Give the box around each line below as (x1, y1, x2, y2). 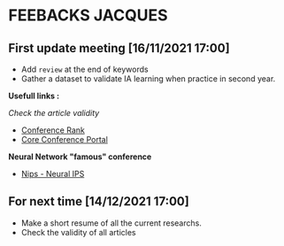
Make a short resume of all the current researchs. (20, 218, 203, 228)
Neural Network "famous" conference (8, 151, 152, 162)
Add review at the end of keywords (20, 64, 149, 74)
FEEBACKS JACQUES (8, 5, 169, 26)
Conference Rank (20, 125, 85, 135)
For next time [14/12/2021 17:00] (8, 194, 189, 209)
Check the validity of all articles (20, 227, 136, 237)
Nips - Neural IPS (20, 169, 85, 179)
